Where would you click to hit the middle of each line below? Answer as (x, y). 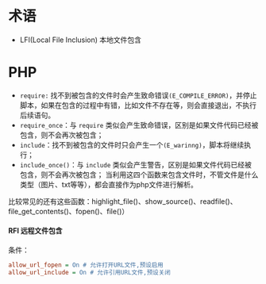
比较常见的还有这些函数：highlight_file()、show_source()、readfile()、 (123, 201)
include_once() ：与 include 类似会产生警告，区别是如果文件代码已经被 (136, 164)
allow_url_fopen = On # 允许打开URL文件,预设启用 (86, 265)
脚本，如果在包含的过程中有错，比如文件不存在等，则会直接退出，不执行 (138, 105)
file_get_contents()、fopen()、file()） (69, 211)
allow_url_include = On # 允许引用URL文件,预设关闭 (89, 272)
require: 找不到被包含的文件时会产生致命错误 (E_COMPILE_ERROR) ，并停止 (138, 95)
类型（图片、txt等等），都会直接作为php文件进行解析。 (109, 184)
